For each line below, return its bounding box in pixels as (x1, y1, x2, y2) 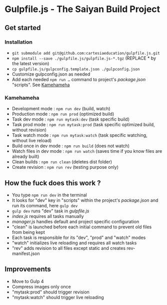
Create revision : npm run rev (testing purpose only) (11, 164, 118, 170)
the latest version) (11, 60, 49, 66)
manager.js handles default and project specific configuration (11, 218, 139, 224)
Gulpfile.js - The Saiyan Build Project (4, 4, 160, 15)
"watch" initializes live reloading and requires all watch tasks (11, 239, 137, 246)
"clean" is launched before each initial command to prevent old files (11, 224, 152, 230)
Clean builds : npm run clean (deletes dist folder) (11, 159, 112, 165)
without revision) (11, 127, 47, 133)
